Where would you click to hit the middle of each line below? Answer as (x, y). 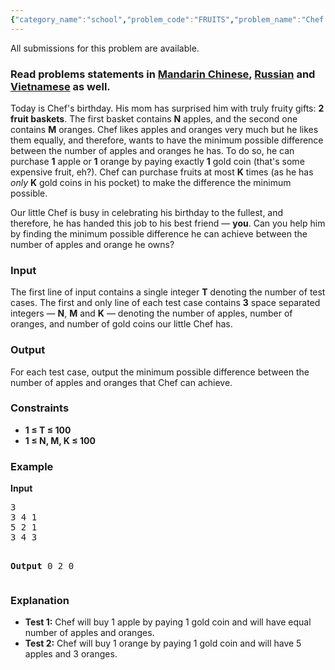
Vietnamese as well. (60, 86)
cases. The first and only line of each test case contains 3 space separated (165, 303)
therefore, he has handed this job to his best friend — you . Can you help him (168, 223)
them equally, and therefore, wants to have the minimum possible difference (167, 140)
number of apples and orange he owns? (92, 244)
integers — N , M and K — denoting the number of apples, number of (151, 313)
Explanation (40, 601)
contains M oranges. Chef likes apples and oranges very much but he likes (164, 129)
